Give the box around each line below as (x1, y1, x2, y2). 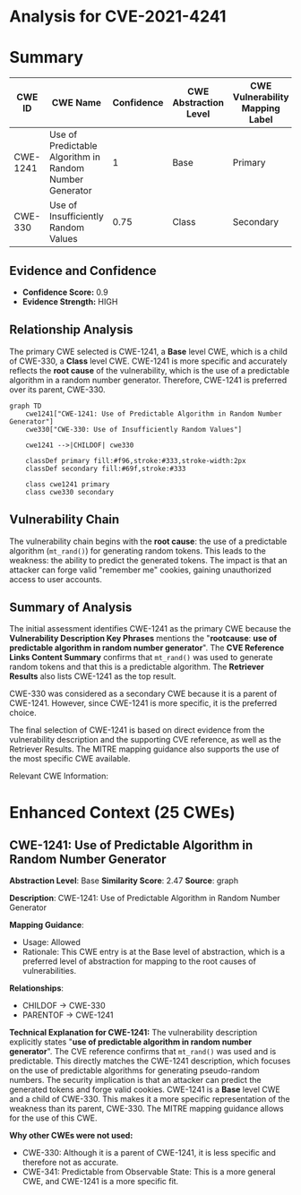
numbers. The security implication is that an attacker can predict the (9, 1075, 262, 1086)
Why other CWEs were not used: (9, 1131, 133, 1141)
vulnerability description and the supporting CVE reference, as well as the (9, 735, 282, 745)
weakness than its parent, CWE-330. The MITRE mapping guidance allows (9, 1104, 284, 1114)
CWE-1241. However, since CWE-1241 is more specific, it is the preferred (9, 698, 278, 709)
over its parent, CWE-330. (9, 383, 106, 395)
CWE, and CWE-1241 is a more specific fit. (21, 1176, 179, 1187)
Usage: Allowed (21, 937, 81, 948)
